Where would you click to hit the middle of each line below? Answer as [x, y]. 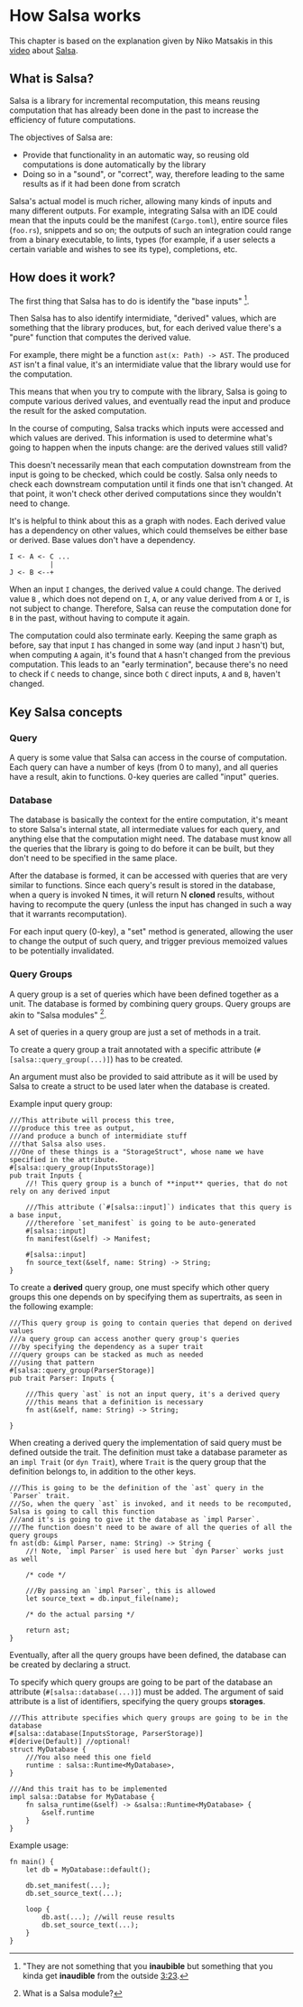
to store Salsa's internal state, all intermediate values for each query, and [145, 830]
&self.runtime [68, 1813]
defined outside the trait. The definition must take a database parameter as [148, 1452]
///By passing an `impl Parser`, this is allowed [121, 1591]
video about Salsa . [44, 50]
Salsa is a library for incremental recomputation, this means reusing [135, 100]
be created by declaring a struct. [70, 1665]
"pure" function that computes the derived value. [101, 338]
